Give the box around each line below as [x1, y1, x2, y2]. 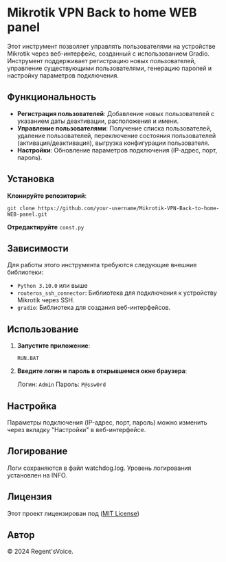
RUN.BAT [16, 355, 39, 362]
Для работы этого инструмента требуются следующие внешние [7, 261, 197, 269]
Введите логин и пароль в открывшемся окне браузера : [16, 367, 188, 375]
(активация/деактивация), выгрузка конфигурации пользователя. [16, 139, 210, 147]
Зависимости [7, 243, 69, 254]
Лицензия [7, 491, 52, 503]
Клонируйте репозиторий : [7, 191, 87, 200]
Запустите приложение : [16, 341, 91, 350]
